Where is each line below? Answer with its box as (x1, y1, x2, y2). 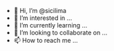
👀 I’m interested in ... (13, 14, 73, 22)
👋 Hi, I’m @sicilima (13, 7, 67, 14)
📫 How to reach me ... (13, 37, 78, 44)
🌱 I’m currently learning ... (13, 21, 88, 29)
